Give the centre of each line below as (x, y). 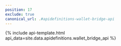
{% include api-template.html (35, 33)
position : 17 (19, 10)
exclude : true (20, 14)
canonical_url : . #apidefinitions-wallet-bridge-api (60, 19)
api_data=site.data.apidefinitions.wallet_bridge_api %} (60, 38)
